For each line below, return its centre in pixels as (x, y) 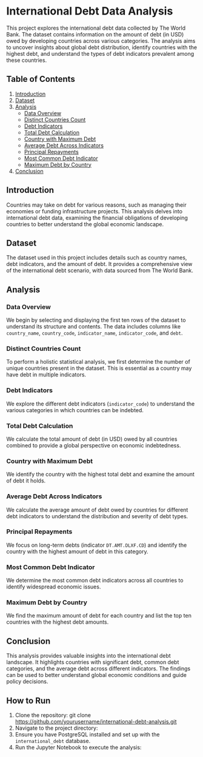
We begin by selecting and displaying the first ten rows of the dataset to (96, 320)
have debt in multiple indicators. (46, 375)
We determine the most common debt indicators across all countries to (95, 581)
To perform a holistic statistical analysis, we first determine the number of (98, 362)
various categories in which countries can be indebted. (75, 410)
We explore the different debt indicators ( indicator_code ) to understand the (101, 404)
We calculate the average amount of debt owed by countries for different (97, 510)
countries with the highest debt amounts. (58, 622)
